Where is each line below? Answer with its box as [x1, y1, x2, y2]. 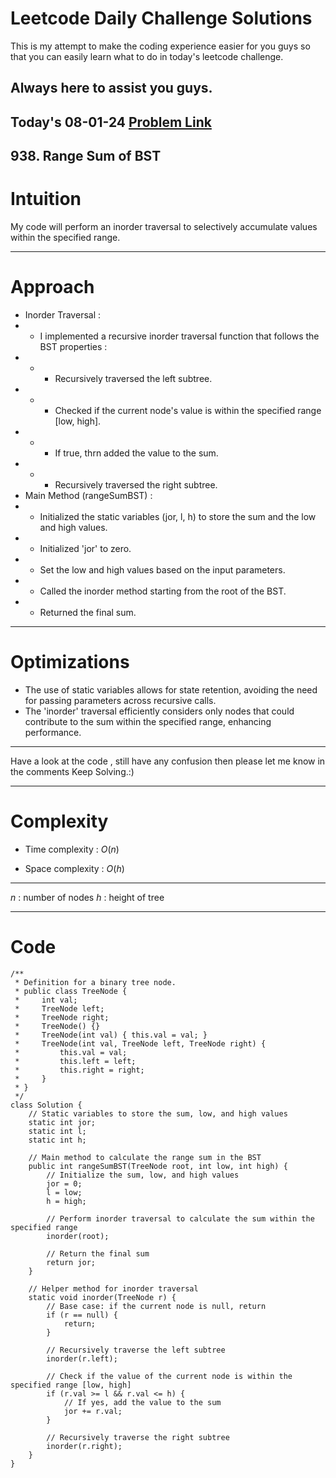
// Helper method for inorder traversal [28, 1283, 199, 1294]
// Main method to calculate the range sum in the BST [28, 1152, 262, 1162]
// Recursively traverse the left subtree [46, 1345, 226, 1355]
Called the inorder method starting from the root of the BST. [39, 585, 287, 597]
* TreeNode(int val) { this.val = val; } [14, 1030, 208, 1040]
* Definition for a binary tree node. [14, 977, 177, 987]
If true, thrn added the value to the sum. [54, 447, 219, 459]
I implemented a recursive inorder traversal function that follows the [39, 330, 320, 342]
